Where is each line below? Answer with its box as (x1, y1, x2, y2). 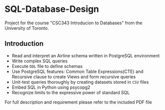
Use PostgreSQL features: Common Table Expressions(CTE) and (11, 68, 144, 74)
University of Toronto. (4, 25, 49, 31)
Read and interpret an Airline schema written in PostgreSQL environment (11, 53, 160, 58)
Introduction (4, 40, 44, 48)
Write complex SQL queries (11, 58, 68, 64)
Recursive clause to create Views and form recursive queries (11, 73, 136, 80)
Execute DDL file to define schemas (11, 63, 82, 69)
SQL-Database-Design (4, 3, 99, 15)
